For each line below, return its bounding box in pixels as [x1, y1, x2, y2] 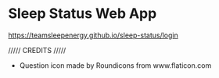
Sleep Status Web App [8, 5, 157, 23]
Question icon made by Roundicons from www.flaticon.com [19, 60, 212, 70]
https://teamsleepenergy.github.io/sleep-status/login [8, 30, 178, 40]
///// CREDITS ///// [8, 45, 66, 55]
